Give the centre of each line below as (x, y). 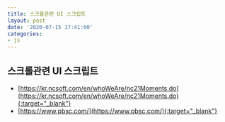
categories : (25, 34)
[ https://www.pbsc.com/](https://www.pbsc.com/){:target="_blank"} (117, 111)
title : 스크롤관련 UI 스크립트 (47, 14)
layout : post (27, 21)
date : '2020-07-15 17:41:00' (50, 27)
